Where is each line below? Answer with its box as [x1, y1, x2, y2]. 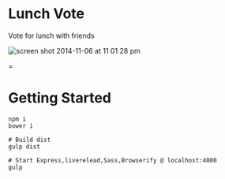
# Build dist [8, 136, 51, 144]
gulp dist [8, 143, 41, 151]
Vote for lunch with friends [8, 31, 95, 40]
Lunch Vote [8, 5, 85, 23]
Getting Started [8, 89, 112, 107]
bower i [8, 121, 34, 130]
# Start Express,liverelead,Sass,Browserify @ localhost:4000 [8, 156, 217, 164]
